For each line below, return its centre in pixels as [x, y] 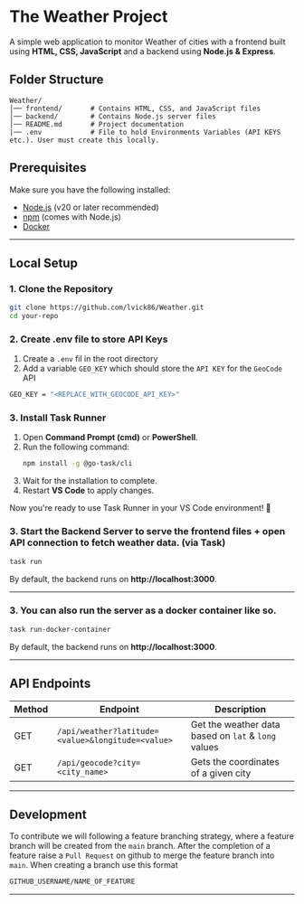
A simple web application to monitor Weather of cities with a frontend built [148, 42]
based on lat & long [233, 736]
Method [31, 709]
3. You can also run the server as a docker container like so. [143, 610]
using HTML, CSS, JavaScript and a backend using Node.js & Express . [142, 51]
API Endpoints [50, 684]
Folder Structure [57, 80]
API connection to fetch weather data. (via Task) [118, 542]
